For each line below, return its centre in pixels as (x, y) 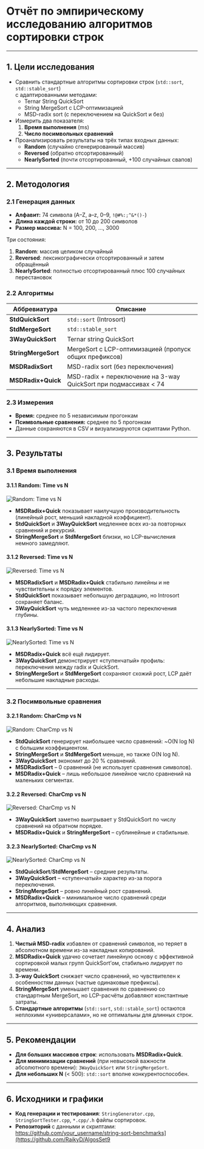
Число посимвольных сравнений (69, 133)
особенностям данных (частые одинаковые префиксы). (87, 983)
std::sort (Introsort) (97, 319)
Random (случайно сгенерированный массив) (84, 146)
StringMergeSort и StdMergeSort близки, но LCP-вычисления (95, 536)
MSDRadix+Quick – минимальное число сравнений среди (90, 898)
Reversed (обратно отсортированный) (74, 153)
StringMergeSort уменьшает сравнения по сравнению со (90, 989)
